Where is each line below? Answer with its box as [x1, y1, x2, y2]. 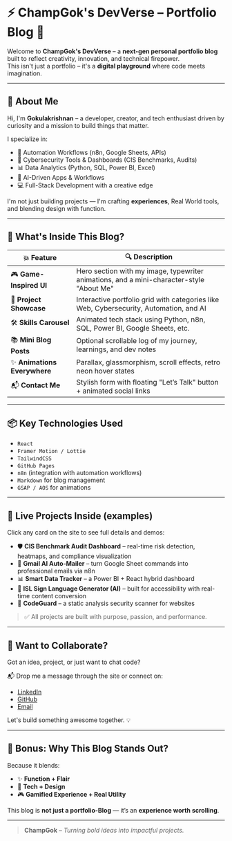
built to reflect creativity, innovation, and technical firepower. [7, 54, 180, 62]
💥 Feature [23, 253, 57, 263]
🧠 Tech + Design [17, 782, 66, 791]
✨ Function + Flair [17, 775, 70, 783]
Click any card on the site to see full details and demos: [7, 528, 165, 537]
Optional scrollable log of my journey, [76, 336, 197, 346]
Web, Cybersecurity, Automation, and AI [76, 303, 206, 313]
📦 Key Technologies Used [7, 417, 124, 429]
